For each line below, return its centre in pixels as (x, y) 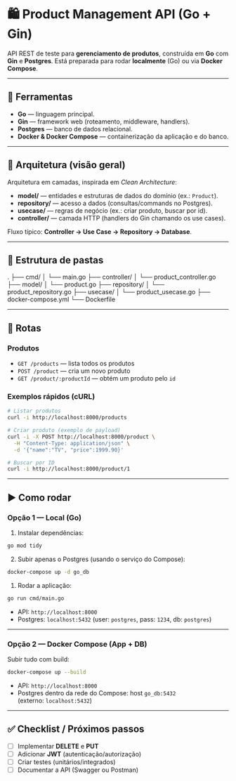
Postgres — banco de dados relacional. (75, 129)
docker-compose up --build (47, 672)
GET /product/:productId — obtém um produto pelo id (96, 379)
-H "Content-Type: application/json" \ (72, 443)
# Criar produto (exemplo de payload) (64, 431)
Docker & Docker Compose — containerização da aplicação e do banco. (123, 136)
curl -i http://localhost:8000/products (67, 418)
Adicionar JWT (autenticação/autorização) (79, 754)
